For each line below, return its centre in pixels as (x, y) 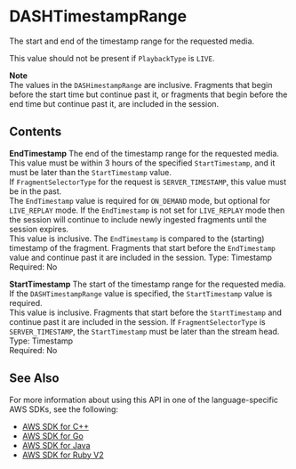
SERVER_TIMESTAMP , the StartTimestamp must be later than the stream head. (144, 331)
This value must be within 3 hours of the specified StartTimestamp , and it (142, 163)
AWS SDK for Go (53, 436)
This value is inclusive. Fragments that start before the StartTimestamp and (146, 312)
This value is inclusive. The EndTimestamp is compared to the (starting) (137, 239)
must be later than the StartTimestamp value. (90, 172)
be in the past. (36, 191)
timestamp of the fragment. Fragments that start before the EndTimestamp (142, 247)
